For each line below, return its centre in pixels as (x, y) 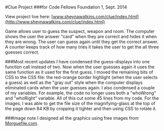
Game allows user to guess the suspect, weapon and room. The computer (80, 31)
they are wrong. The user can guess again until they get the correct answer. (82, 42)
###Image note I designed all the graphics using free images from (72, 118)
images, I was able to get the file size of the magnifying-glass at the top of (80, 103)
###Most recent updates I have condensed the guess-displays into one (77, 62)
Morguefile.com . (22, 123)
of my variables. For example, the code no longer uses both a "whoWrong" (81, 93)
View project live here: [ (29, 16)
